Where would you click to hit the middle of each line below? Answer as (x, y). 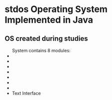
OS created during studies (46, 38)
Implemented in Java (49, 20)
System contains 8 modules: (41, 51)
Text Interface (26, 93)
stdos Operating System (56, 9)
